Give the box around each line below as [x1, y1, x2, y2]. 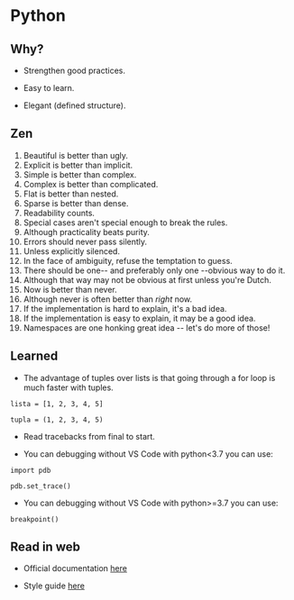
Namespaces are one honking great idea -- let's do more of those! [23, 322, 271, 333]
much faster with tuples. [23, 382, 114, 393]
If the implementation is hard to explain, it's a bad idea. [23, 303, 227, 314]
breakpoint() [10, 514, 60, 523]
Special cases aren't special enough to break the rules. [23, 217, 228, 228]
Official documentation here [23, 563, 127, 574]
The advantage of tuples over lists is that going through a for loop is [23, 372, 276, 383]
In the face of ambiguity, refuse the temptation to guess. [23, 255, 233, 266]
